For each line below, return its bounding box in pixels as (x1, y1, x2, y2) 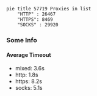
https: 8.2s (15, 78, 43, 85)
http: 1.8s (15, 71, 38, 79)
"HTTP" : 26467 (17, 11, 56, 17)
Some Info (6, 35, 38, 44)
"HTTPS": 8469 (17, 17, 53, 23)
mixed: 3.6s (15, 65, 45, 72)
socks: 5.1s (15, 84, 43, 92)
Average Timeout (6, 51, 51, 58)
